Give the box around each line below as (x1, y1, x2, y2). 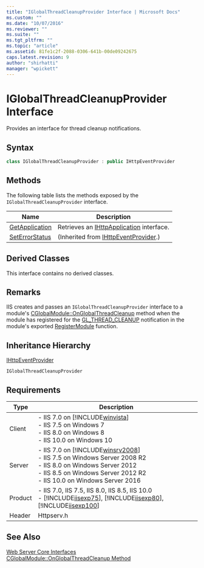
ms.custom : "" (6, 15, 42, 21)
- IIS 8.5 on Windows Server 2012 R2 (38, 469, 147, 477)
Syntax (6, 142, 34, 153)
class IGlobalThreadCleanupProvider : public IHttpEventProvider (6, 159, 175, 165)
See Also (6, 532, 41, 542)
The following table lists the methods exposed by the (6, 191, 138, 198)
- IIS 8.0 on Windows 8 (38, 429, 105, 437)
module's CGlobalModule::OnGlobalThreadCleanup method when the (6, 310, 180, 317)
